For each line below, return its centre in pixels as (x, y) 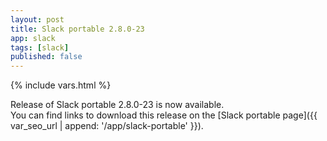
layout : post (37, 19)
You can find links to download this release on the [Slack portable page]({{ (164, 115)
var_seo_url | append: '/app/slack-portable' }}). (107, 126)
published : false (46, 57)
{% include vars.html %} (61, 85)
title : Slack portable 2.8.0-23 (77, 29)
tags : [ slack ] (40, 47)
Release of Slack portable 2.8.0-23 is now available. (117, 105)
